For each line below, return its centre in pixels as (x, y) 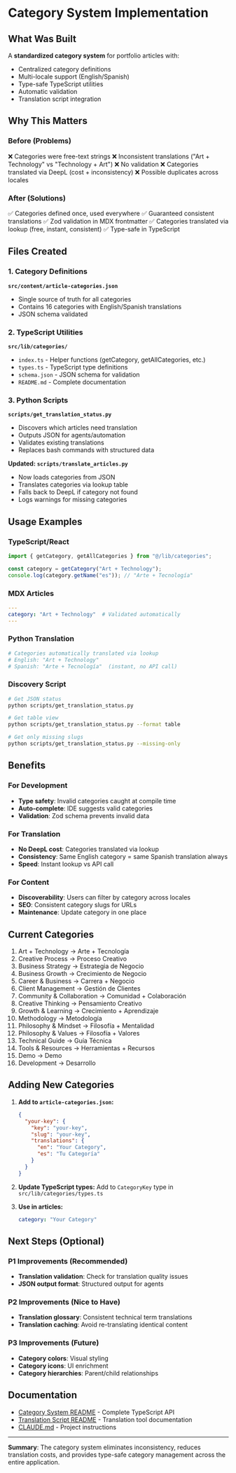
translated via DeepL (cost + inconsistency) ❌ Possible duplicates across (113, 172)
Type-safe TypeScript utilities (61, 84)
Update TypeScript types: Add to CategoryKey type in (96, 1187)
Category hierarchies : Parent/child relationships (88, 1373)
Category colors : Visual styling (63, 1358)
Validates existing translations (61, 442)
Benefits (27, 766)
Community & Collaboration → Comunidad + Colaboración (102, 996)
